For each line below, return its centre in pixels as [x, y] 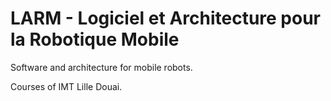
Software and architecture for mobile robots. [101, 67]
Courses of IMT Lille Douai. [66, 86]
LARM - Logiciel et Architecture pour [166, 18]
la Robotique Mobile [95, 39]
